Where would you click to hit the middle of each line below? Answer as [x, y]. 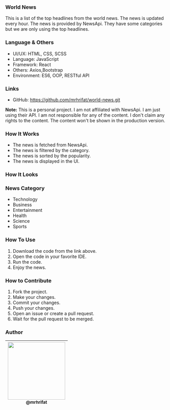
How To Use [20, 240]
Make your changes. [34, 297]
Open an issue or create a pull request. [53, 314]
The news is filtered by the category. [51, 150]
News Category [25, 188]
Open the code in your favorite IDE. [49, 256]
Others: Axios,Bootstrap [38, 70]
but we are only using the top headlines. [47, 29]
